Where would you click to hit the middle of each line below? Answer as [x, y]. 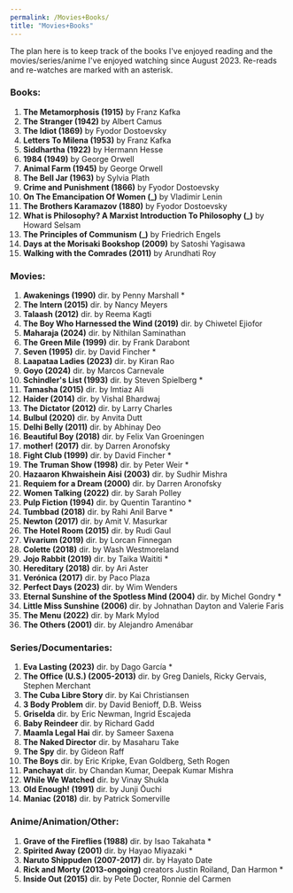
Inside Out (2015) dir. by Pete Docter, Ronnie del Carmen [127, 879]
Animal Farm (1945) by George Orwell [93, 168]
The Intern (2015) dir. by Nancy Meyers [95, 305]
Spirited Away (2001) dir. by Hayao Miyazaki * [108, 850]
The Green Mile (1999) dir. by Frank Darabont [106, 343]
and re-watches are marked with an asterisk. [92, 70]
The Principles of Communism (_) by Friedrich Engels [122, 234]
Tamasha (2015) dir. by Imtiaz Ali [83, 390]
